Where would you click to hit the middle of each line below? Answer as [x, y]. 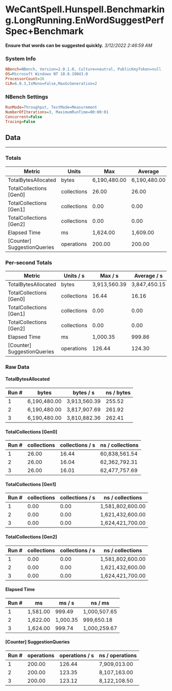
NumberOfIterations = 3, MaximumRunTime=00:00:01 [57, 112]
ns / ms [100, 603]
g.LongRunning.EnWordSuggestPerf [85, 20]
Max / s [109, 276]
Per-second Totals [29, 262]
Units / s [74, 276]
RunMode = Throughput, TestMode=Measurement [51, 108]
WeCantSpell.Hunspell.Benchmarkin [85, 9]
